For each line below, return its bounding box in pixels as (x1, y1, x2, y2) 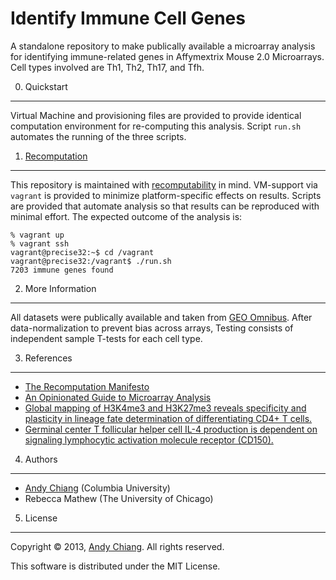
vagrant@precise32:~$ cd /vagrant (10, 247, 155, 257)
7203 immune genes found (10, 265, 114, 275)
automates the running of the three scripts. (10, 130, 187, 142)
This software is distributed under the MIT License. (10, 560, 221, 572)
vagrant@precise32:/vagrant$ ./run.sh (10, 256, 172, 266)
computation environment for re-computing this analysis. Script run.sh (10, 120, 302, 132)
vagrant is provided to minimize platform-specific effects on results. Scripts (10, 189, 322, 201)
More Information (24, 282, 97, 294)
